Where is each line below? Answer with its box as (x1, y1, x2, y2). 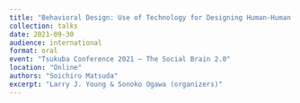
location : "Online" (9, 64, 83, 73)
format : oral (9, 47, 58, 56)
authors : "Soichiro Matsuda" (9, 72, 119, 81)
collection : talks (9, 21, 78, 30)
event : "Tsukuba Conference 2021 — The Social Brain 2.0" (9, 55, 231, 64)
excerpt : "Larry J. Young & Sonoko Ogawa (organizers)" (9, 80, 223, 89)
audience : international (9, 38, 102, 47)
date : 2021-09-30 (9, 30, 75, 39)
